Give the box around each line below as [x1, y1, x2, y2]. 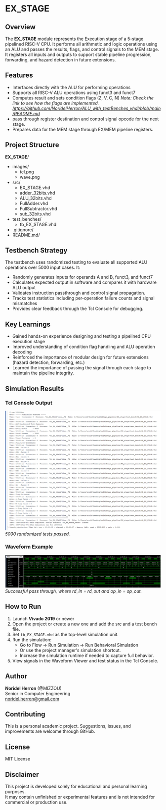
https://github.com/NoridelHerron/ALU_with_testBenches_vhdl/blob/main [12, 105, 161, 111]
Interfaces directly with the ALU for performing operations [12, 84, 131, 90]
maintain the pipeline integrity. [12, 370, 74, 376]
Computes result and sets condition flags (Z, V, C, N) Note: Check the [12, 95, 154, 101]
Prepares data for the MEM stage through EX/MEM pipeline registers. [12, 126, 154, 132]
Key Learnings [5, 320, 51, 328]
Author [5, 672, 27, 681]
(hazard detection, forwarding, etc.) [12, 359, 85, 365]
